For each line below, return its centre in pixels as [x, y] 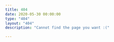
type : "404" [17, 19]
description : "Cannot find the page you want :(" [57, 28]
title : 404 [16, 10]
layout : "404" [20, 23]
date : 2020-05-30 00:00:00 [33, 14]
